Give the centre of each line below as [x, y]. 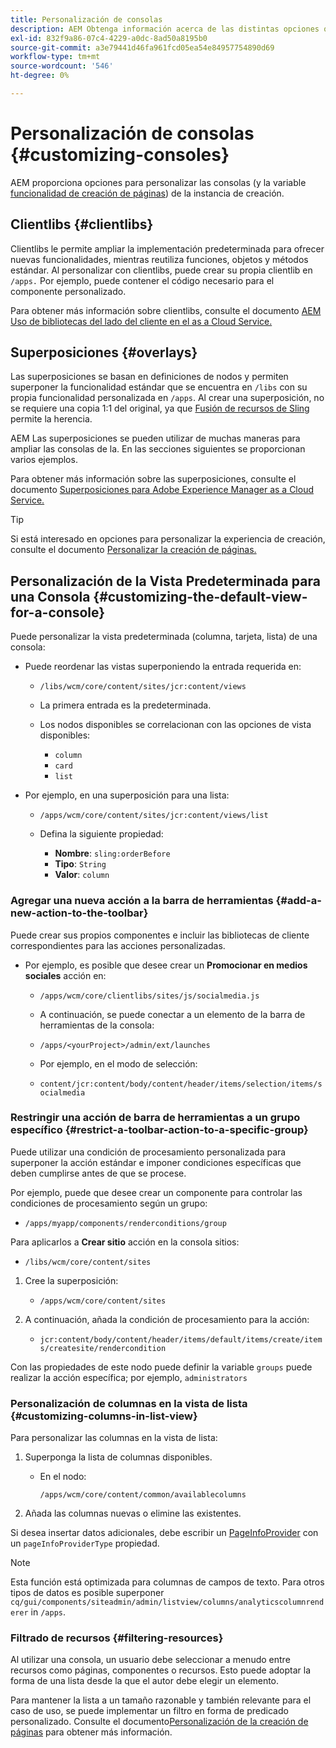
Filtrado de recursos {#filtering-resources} [117, 1638]
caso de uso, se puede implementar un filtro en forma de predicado [149, 1711]
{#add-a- [298, 901]
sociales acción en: [65, 975]
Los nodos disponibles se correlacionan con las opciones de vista [175, 725]
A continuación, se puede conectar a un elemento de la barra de [172, 1014]
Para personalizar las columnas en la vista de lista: [114, 1438]
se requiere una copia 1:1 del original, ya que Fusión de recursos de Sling [160, 408]
